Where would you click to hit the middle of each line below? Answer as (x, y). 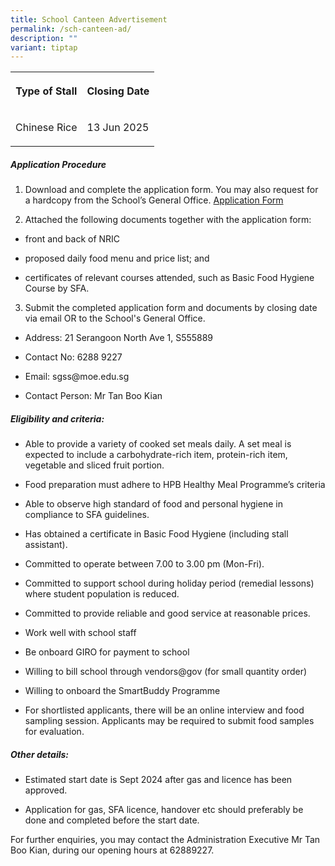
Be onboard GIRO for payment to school (107, 652)
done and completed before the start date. (112, 820)
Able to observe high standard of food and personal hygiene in (153, 504)
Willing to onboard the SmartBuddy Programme (122, 691)
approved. (46, 790)
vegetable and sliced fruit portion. (94, 465)
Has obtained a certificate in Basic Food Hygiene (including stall (156, 534)
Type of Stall (46, 91)
